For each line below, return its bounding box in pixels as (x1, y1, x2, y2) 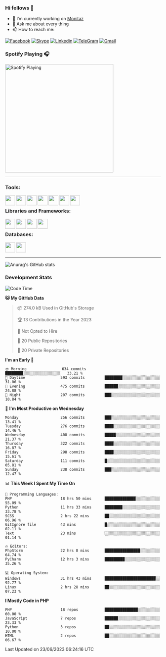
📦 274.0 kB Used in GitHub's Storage (17, 304, 94, 311)
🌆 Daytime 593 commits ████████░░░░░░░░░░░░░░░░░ (5, 375, 161, 380)
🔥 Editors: (5, 544, 28, 549)
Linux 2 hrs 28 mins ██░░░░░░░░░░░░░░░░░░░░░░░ (5, 584, 161, 590)
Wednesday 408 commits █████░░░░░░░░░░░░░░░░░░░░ (5, 432, 161, 437)
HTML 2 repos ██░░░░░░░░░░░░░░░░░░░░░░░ (5, 633, 161, 638)
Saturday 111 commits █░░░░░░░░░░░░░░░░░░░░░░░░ (5, 458, 161, 463)
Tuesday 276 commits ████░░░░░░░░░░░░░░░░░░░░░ (5, 423, 161, 429)
